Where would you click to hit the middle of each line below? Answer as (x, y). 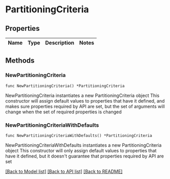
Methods (20, 61)
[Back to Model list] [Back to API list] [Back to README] (64, 171)
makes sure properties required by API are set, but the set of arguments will (85, 106)
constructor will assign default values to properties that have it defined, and (85, 101)
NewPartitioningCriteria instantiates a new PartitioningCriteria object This (82, 95)
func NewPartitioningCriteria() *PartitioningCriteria (65, 86)
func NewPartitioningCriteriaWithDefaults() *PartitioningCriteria (79, 135)
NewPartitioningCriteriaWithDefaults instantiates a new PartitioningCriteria (83, 145)
